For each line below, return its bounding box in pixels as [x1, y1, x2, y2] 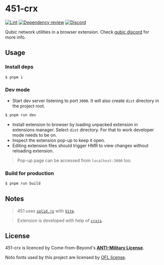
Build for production [5, 169, 54, 176]
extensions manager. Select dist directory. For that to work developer [12, 127, 154, 133]
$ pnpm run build [5, 181, 41, 186]
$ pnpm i [5, 75, 23, 80]
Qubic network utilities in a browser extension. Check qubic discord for [5, 29, 149, 35]
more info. [5, 34, 26, 40]
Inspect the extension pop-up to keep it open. [12, 137, 105, 143]
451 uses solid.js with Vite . [17, 208, 75, 213]
